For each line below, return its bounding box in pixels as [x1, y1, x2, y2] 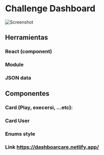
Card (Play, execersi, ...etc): [5, 104, 73, 111]
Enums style [5, 130, 35, 137]
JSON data [5, 75, 31, 81]
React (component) [5, 48, 52, 55]
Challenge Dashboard [5, 3, 96, 14]
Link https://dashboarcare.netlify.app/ [5, 144, 99, 151]
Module [5, 61, 24, 68]
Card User [5, 117, 30, 124]
